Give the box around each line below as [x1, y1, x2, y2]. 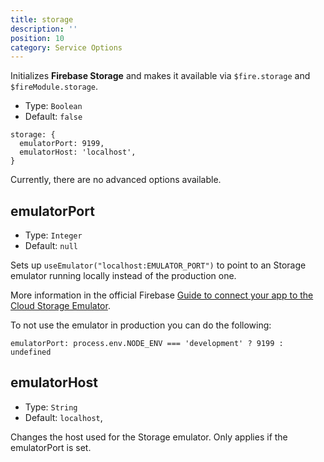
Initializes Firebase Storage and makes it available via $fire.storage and [10, 70, 311, 82]
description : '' [10, 24, 78, 34]
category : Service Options [10, 42, 123, 53]
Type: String [24, 401, 78, 413]
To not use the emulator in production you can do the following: [10, 319, 272, 331]
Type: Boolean [24, 100, 83, 112]
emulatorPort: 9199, [19, 139, 105, 149]
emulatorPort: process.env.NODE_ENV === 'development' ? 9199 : [10, 339, 284, 349]
